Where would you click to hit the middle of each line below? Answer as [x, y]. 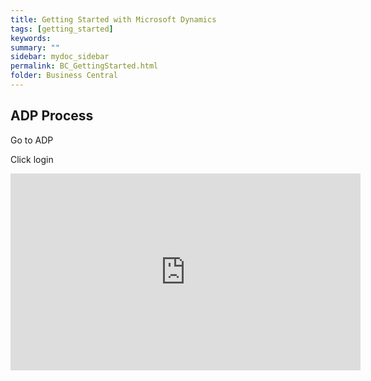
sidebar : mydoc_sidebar [60, 57]
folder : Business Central [64, 76]
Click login [32, 159]
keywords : [31, 38]
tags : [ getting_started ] [62, 29]
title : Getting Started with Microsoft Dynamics [113, 19]
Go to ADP [32, 140]
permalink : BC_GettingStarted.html [84, 66]
